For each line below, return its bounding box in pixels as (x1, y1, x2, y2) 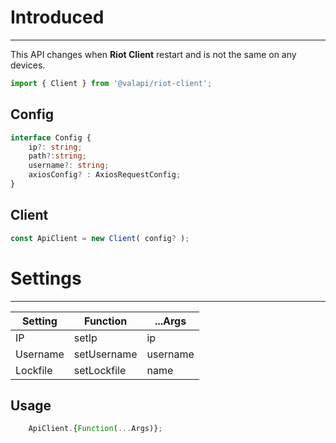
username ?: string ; (28, 161, 110, 171)
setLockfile (73, 363, 127, 377)
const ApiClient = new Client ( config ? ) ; (10, 233, 190, 243)
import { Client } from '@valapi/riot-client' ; (10, 78, 213, 88)
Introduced (10, 6, 105, 29)
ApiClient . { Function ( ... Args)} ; (28, 424, 163, 434)
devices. (10, 59, 46, 71)
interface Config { (10, 132, 92, 143)
